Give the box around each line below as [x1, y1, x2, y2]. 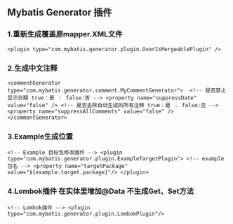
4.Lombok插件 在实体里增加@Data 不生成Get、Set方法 [7, 186, 194, 196]
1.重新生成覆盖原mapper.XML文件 [7, 29, 123, 39]
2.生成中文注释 [7, 63, 58, 73]
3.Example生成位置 [7, 132, 74, 141]
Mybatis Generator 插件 [7, 6, 112, 19]
